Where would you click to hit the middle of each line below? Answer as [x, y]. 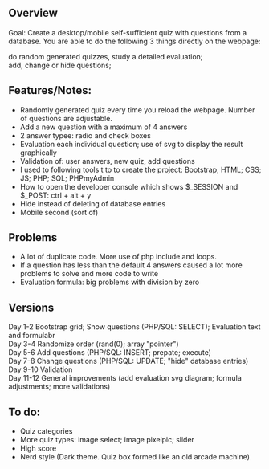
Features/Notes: [50, 90]
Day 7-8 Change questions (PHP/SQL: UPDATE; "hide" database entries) [128, 361]
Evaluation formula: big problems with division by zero [110, 282]
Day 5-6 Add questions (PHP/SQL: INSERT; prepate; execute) [110, 353]
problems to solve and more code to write [89, 274]
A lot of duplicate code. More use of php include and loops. [118, 257]
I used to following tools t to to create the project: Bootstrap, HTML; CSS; [141, 169]
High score [38, 448]
